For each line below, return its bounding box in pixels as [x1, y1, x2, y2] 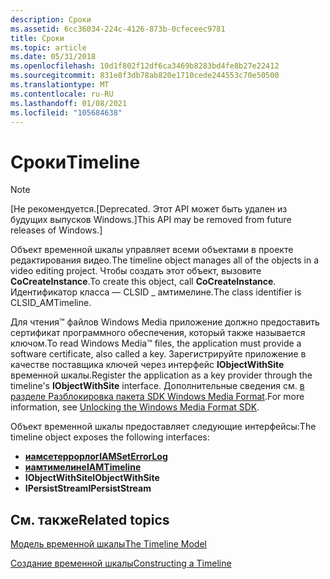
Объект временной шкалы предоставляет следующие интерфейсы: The [10, 421, 317, 433]
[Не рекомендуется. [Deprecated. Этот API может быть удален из [10, 203, 288, 215]
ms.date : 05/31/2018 [10, 52, 97, 62]
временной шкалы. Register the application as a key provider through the [10, 369, 313, 381]
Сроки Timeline [10, 151, 141, 173]
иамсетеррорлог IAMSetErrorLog [24, 451, 168, 463]
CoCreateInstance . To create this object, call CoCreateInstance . [10, 276, 277, 288]
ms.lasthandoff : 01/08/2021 [10, 98, 128, 108]
